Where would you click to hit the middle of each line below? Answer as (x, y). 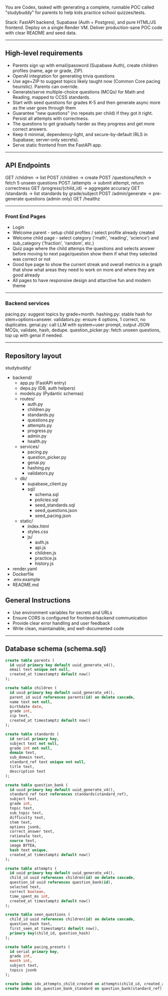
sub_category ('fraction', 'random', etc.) (53, 243)
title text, (22, 767)
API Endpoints (28, 165)
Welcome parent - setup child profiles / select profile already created (83, 232)
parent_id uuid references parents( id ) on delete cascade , (72, 697)
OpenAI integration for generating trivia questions (63, 76)
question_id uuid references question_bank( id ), (61, 882)
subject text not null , (34, 743)
